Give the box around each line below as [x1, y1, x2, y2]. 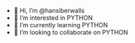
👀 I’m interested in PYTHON [13, 14, 93, 22]
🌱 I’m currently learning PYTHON [13, 21, 109, 29]
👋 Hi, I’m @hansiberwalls [13, 7, 85, 14]
